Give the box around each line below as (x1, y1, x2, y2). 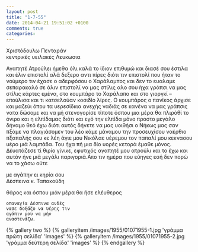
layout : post (6, 8, 39, 15)
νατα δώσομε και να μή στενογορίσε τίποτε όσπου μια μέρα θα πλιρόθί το (6, 109, 189, 116)
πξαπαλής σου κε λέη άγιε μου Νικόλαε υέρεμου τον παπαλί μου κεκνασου (6, 134, 193, 141)
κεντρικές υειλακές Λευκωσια (6, 53, 81, 61)
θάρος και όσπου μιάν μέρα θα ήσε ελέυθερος (6, 189, 123, 196)
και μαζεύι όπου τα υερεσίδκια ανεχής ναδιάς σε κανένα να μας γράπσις (6, 103, 188, 110)
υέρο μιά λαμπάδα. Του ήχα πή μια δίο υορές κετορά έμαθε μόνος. (6, 141, 172, 148)
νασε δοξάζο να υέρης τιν (6, 206, 70, 212)
